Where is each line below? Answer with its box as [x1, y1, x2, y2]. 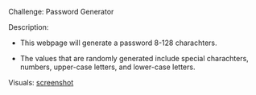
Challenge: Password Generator [8, 7, 114, 16]
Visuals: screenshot [8, 78, 74, 87]
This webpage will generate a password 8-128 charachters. [19, 38, 217, 47]
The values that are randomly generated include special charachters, [19, 54, 250, 63]
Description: [8, 23, 49, 31]
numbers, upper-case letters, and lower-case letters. [19, 62, 196, 72]
